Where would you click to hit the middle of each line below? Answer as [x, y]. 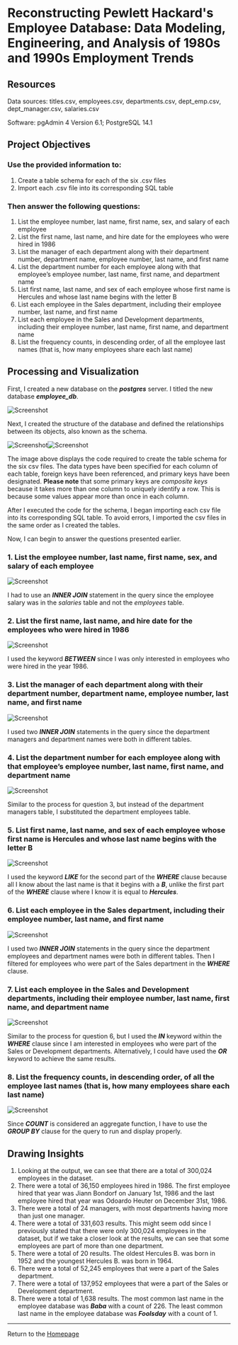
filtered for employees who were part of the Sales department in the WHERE [119, 963]
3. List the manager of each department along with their [105, 685]
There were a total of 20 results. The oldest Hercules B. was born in [117, 1253]
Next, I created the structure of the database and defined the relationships [116, 423]
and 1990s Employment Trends [101, 58]
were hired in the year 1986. [48, 666]
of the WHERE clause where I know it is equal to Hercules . [93, 892]
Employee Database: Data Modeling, [117, 28]
